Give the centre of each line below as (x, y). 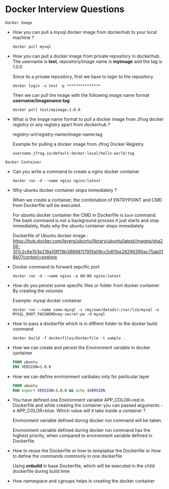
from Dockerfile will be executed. (47, 205)
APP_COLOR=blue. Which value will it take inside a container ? (81, 411)
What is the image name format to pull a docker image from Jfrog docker (88, 119)
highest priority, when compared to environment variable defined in (82, 436)
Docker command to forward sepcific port (56, 266)
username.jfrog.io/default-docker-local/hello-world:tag (73, 153)
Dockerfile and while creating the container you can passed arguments (86, 405)
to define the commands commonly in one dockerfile (67, 456)
